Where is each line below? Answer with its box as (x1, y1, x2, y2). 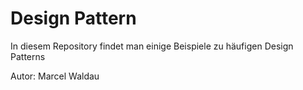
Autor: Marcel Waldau (10, 70, 100, 82)
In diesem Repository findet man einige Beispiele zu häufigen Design (10, 40, 294, 52)
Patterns (10, 50, 46, 62)
